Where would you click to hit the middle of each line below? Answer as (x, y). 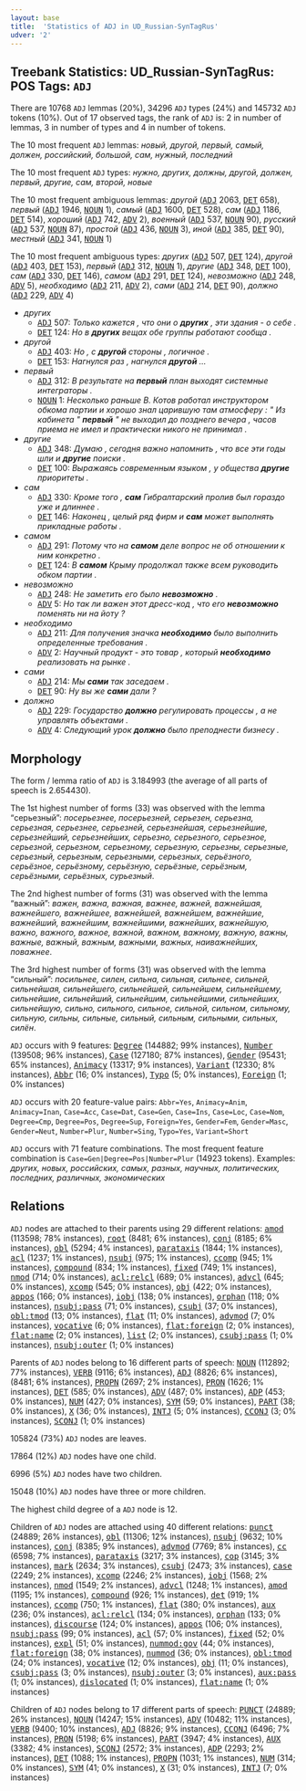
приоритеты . (63, 478)
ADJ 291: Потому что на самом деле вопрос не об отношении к (161, 546)
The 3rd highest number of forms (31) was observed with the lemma (138, 969)
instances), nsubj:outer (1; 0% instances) (92, 1345)
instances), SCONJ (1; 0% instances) (78, 1420)
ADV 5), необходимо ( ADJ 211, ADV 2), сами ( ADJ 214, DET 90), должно (144, 286)
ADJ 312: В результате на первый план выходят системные (153, 381)
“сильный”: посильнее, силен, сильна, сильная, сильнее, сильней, (140, 979)
